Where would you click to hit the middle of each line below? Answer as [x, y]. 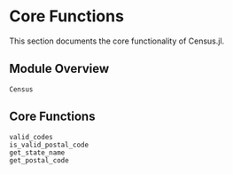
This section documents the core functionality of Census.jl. [117, 41]
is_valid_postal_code [49, 145]
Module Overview [59, 69]
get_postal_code [39, 160]
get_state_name [37, 153]
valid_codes [31, 137]
